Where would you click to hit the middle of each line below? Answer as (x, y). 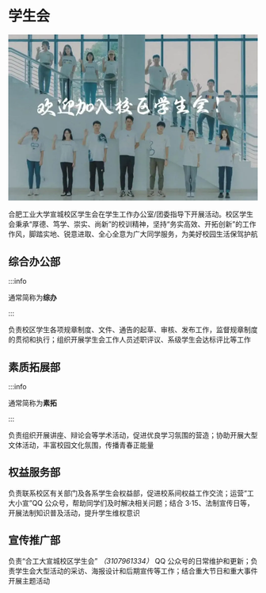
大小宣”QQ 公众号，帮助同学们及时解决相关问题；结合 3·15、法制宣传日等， (131, 503)
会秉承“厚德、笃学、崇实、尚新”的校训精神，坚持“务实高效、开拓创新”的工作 (132, 224)
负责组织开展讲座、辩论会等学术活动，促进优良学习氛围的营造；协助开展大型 (133, 435)
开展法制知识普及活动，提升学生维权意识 (74, 513)
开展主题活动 (29, 580)
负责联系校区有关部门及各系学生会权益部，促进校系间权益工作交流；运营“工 (131, 493)
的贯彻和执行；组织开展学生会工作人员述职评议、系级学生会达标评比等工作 (129, 340)
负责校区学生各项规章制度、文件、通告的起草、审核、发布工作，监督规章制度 (133, 330)
